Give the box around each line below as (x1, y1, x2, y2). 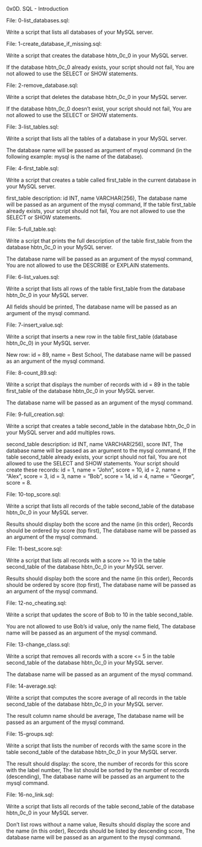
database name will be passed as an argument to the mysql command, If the (6, 447, 196, 454)
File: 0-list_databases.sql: (6, 17, 70, 24)
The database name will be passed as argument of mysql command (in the (6, 147, 192, 153)
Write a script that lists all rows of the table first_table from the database (6, 285, 186, 292)
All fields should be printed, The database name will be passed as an (6, 303, 177, 310)
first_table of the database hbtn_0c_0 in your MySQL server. (6, 388, 155, 394)
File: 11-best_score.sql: (6, 545, 63, 552)
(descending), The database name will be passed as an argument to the (6, 773, 185, 780)
